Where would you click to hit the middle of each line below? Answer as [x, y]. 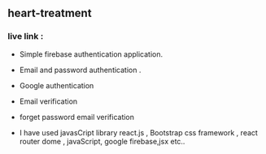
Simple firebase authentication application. [91, 54]
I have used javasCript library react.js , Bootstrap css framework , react [138, 132]
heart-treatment [50, 13]
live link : [26, 36]
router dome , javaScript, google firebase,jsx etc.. [102, 141]
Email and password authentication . [80, 70]
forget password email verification [77, 117]
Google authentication [57, 85]
